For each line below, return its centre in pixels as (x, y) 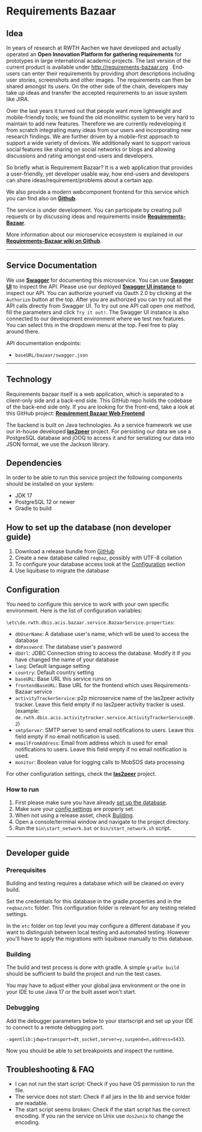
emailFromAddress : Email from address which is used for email (91, 743)
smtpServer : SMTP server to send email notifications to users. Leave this (104, 730)
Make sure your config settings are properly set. (75, 809)
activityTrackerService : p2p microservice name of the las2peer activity (105, 698)
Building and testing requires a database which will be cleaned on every (95, 883)
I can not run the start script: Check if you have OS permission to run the (105, 1084)
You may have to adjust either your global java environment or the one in (96, 985)
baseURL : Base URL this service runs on (63, 679)
